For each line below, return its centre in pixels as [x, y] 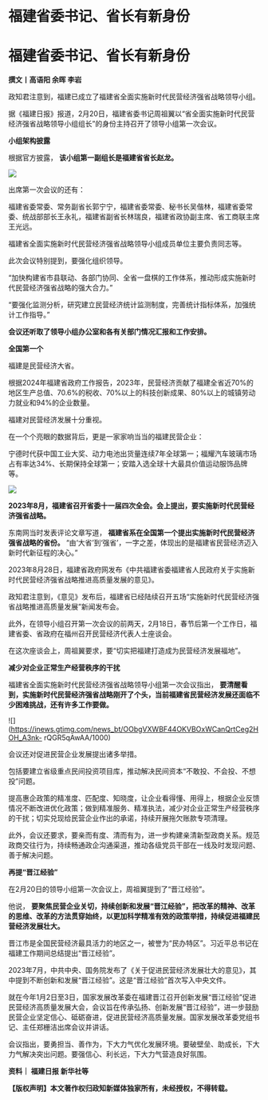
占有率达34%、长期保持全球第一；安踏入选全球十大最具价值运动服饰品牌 [128, 464]
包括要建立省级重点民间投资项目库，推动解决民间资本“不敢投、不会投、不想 [132, 771]
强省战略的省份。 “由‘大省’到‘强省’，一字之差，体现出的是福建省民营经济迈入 [133, 543]
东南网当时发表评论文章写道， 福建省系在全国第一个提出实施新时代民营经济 [132, 533]
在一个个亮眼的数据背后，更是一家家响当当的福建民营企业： [106, 437]
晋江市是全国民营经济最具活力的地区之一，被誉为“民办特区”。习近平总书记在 [134, 943]
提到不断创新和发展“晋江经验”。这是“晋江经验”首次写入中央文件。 [122, 980]
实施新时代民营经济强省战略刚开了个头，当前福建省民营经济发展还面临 [137, 695]
